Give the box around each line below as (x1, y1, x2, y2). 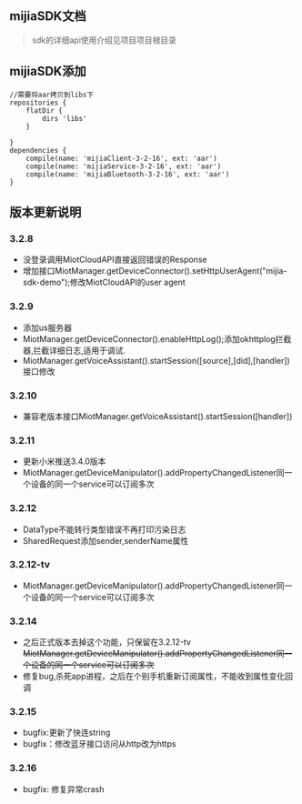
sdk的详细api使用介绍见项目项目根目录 (31, 35, 177, 45)
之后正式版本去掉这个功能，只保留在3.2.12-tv (22, 637, 191, 648)
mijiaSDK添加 (9, 64, 86, 79)
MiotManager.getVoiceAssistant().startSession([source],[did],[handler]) (22, 355, 291, 366)
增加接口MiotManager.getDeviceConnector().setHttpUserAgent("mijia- (22, 266, 287, 276)
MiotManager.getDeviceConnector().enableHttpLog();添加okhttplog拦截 (22, 333, 292, 344)
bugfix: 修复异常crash (22, 783, 105, 794)
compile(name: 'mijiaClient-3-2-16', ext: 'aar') (25, 154, 218, 163)
